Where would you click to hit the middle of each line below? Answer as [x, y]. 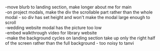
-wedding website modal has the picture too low [53, 28]
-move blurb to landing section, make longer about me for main [68, 7]
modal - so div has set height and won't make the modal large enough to [78, 17]
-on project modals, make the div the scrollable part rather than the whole [79, 12]
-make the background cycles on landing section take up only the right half [80, 38]
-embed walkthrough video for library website [51, 33]
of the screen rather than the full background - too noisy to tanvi [70, 43]
